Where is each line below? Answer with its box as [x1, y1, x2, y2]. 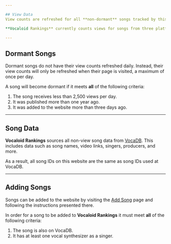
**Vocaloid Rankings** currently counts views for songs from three [5, 26, 154, 31]
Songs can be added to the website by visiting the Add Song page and [5, 197, 153, 203]
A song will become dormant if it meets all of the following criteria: [5, 84, 145, 90]
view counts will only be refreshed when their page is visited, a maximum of [5, 68, 164, 75]
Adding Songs [5, 183, 51, 192]
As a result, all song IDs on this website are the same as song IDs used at [5, 158, 159, 164]
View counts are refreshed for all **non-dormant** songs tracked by [5, 16, 156, 22]
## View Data [5, 12, 33, 17]
